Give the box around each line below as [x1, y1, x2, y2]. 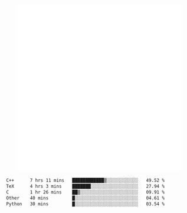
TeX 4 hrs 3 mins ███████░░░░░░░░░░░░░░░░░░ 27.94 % [6, 183, 165, 189]
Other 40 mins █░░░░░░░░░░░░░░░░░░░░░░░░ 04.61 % [6, 195, 165, 201]
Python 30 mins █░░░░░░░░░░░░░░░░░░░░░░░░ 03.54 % [6, 201, 165, 207]
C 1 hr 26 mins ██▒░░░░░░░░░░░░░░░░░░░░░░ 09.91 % [6, 189, 165, 195]
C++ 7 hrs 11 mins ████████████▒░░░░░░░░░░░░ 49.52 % [6, 178, 165, 183]
